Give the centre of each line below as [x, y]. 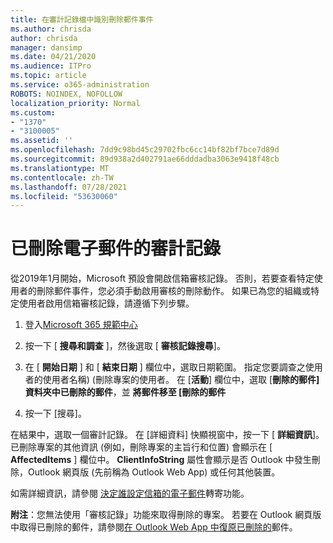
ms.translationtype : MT [60, 168]
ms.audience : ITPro [51, 66]
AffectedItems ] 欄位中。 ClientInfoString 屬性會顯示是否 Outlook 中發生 [161, 460]
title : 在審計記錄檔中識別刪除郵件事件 [82, 19]
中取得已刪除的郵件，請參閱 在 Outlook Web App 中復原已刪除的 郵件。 [154, 527]
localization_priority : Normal [75, 103]
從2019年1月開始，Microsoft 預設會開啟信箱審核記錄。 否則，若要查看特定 [162, 278]
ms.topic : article [48, 76]
